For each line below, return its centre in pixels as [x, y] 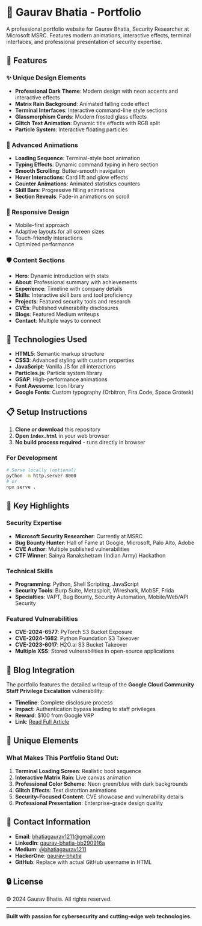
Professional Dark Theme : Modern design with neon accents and [96, 91]
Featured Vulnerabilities [42, 618]
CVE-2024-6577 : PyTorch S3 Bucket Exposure [74, 632]
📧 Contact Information [49, 822]
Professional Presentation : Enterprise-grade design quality [89, 803]
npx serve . [21, 487]
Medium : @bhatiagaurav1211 [50, 849]
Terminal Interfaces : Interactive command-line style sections [91, 110]
